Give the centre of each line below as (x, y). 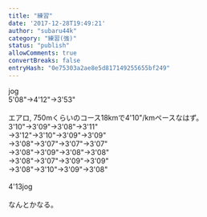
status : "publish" (39, 46)
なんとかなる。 (33, 204)
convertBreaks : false (45, 61)
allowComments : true (43, 53)
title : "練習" (31, 16)
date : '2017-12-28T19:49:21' (57, 23)
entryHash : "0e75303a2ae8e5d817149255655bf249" (89, 68)
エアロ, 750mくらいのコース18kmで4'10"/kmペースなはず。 (106, 117)
